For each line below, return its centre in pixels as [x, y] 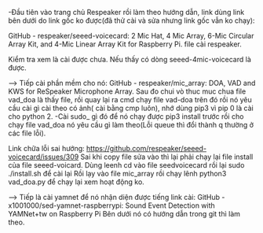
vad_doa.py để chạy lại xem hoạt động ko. [77, 182]
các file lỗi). [27, 133]
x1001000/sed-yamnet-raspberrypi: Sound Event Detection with [112, 205]
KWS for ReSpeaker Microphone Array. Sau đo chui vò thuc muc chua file [127, 91]
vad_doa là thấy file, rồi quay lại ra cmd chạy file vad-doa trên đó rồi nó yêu [130, 100]
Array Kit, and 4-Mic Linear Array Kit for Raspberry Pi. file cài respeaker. [125, 44]
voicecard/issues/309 [44, 157]
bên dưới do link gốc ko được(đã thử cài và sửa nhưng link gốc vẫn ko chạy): [131, 20]
